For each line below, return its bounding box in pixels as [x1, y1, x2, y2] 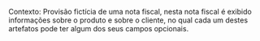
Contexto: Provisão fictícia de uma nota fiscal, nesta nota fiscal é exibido [8, 7, 252, 16]
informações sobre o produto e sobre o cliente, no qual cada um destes [8, 15, 249, 25]
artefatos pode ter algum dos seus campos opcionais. [8, 24, 189, 33]
